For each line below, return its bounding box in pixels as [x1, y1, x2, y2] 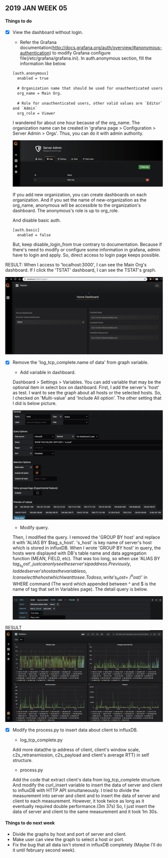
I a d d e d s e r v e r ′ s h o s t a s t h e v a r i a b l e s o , [12, 568, 87, 574]
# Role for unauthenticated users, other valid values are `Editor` [17, 101, 163, 106]
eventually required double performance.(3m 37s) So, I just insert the [12, 803, 155, 809]
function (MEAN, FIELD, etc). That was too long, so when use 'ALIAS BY [12, 556, 160, 562]
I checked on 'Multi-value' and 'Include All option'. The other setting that [12, 395, 161, 401]
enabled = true [17, 76, 49, 81]
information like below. [19, 60, 66, 67]
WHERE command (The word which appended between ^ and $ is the [12, 581, 156, 587]
